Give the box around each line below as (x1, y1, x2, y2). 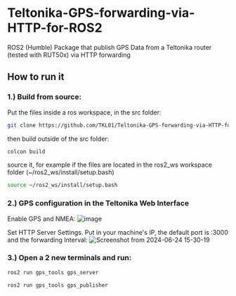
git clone (7, 122, 37, 129)
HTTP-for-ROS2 (7, 20, 103, 36)
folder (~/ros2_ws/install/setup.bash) (7, 168, 114, 176)
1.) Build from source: (7, 92, 82, 102)
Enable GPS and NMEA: (7, 214, 76, 223)
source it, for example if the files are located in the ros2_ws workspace (7, 160, 212, 169)
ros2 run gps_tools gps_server (7, 269, 99, 276)
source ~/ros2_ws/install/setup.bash (7, 181, 118, 189)
